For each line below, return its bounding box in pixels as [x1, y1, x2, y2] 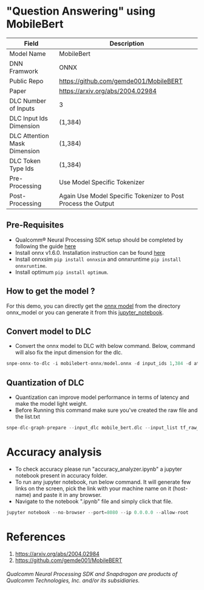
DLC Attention [9, 131, 50, 140]
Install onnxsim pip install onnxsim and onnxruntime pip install [15, 255, 182, 263]
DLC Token [9, 156, 41, 165]
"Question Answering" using [6, 4, 156, 18]
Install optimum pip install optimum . [15, 268, 109, 276]
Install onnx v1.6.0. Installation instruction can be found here [15, 249, 166, 256]
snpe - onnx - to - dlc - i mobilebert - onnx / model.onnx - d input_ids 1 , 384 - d [6, 361, 191, 367]
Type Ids [9, 164, 35, 173]
